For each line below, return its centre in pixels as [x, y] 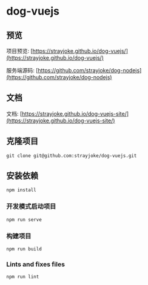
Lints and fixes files [36, 264]
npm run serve [24, 220]
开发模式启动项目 [31, 206]
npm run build [24, 249]
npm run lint [23, 277]
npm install [21, 190]
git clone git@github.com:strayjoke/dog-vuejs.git [72, 156]
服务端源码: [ [22, 70]
